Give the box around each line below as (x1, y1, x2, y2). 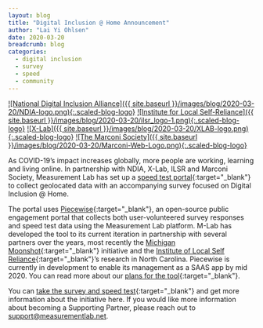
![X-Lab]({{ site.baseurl (27, 123, 102, 133)
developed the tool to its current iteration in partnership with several (8, 229, 227, 239)
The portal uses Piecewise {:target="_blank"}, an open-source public (8, 204, 229, 213)
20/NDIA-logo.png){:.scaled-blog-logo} (8, 107, 135, 116)
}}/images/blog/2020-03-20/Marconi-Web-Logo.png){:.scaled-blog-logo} (8, 140, 248, 150)
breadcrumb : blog (8, 41, 65, 49)
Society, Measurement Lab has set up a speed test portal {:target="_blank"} (8, 172, 251, 181)
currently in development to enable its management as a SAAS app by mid (8, 262, 248, 272)
